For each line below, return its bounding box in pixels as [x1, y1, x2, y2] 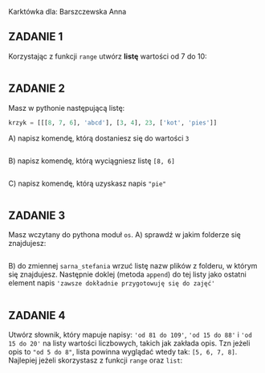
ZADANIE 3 [8, 208, 66, 222]
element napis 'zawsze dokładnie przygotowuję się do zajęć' [8, 278, 215, 288]
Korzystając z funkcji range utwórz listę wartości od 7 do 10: [8, 51, 207, 61]
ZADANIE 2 [8, 82, 66, 96]
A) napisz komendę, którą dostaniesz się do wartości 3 [8, 133, 190, 143]
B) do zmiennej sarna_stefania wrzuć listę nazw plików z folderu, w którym [8, 261, 258, 271]
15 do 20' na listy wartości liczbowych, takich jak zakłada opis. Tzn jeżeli [8, 338, 251, 348]
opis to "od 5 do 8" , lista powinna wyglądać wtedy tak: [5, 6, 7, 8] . [8, 347, 238, 357]
